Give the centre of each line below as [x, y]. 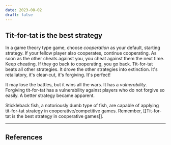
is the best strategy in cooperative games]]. [58, 116]
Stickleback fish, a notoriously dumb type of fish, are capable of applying [82, 106]
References [24, 137]
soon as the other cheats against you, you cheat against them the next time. [85, 59]
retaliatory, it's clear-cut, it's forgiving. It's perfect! [58, 75]
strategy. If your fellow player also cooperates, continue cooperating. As [81, 53]
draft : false [19, 15]
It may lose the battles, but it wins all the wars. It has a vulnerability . [76, 85]
